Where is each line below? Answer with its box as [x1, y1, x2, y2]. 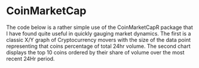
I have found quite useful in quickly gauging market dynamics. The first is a [6, 30, 191, 37]
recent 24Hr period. [6, 55, 55, 62]
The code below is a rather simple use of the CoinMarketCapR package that [6, 24, 193, 31]
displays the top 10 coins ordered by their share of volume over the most [6, 48, 185, 56]
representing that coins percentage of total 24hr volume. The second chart [6, 43, 191, 50]
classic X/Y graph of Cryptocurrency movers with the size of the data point [6, 36, 191, 43]
